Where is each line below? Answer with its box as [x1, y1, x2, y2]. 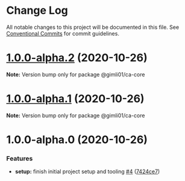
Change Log [6, 4, 68, 17]
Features [6, 154, 33, 162]
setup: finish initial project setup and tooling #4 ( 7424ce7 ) [14, 168, 160, 175]
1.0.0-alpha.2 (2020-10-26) [6, 51, 148, 65]
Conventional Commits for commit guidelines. [6, 29, 119, 37]
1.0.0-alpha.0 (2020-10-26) [6, 133, 148, 146]
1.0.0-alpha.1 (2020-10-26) [6, 92, 145, 106]
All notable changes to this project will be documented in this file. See [6, 23, 180, 31]
